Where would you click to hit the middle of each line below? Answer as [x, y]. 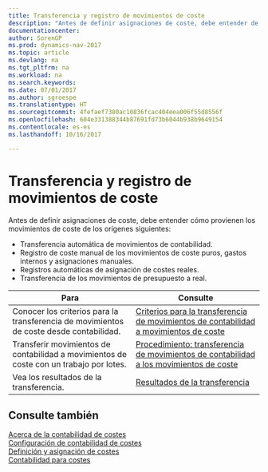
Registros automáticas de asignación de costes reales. [109, 269]
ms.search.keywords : [43, 82]
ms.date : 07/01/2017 [43, 90]
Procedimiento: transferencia [190, 344]
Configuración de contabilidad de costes [75, 443]
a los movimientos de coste [187, 364]
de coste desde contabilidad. [67, 331]
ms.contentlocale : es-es [49, 127]
